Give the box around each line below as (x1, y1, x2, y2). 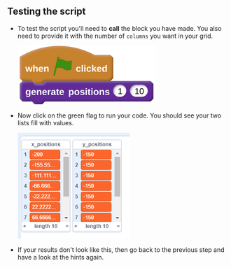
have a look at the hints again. (17, 253, 104, 261)
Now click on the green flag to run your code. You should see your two (17, 111, 222, 120)
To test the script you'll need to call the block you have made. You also (17, 24, 222, 32)
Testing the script (7, 6, 86, 17)
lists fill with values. (17, 118, 74, 127)
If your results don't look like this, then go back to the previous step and (17, 245, 225, 254)
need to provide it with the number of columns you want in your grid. (17, 31, 213, 40)
